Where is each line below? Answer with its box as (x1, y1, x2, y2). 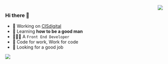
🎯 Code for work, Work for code (12, 39, 78, 45)
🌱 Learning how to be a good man (12, 28, 83, 34)
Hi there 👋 (5, 12, 30, 19)
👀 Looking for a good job (12, 44, 63, 50)
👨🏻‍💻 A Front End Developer (12, 34, 69, 40)
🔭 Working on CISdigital (12, 23, 61, 29)
